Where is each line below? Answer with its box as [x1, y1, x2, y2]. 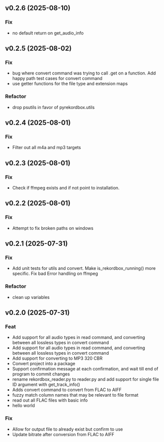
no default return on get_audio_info [12, 30, 84, 36]
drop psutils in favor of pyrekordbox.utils [12, 104, 95, 110]
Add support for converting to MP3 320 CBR [12, 355, 102, 362]
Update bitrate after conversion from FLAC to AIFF [12, 431, 115, 437]
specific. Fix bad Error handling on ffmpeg [12, 271, 98, 277]
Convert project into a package [12, 361, 75, 367]
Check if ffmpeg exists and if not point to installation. [12, 185, 120, 191]
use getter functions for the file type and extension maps [12, 81, 128, 87]
